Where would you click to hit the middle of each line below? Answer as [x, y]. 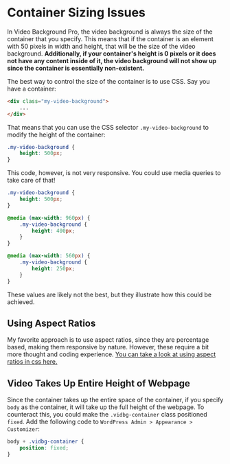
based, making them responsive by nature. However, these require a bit [108, 347]
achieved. [21, 302]
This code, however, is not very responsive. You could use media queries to [114, 173]
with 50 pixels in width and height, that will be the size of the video [101, 46]
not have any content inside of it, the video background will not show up [112, 60]
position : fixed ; [44, 448]
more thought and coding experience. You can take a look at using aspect [112, 354]
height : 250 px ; [54, 268]
